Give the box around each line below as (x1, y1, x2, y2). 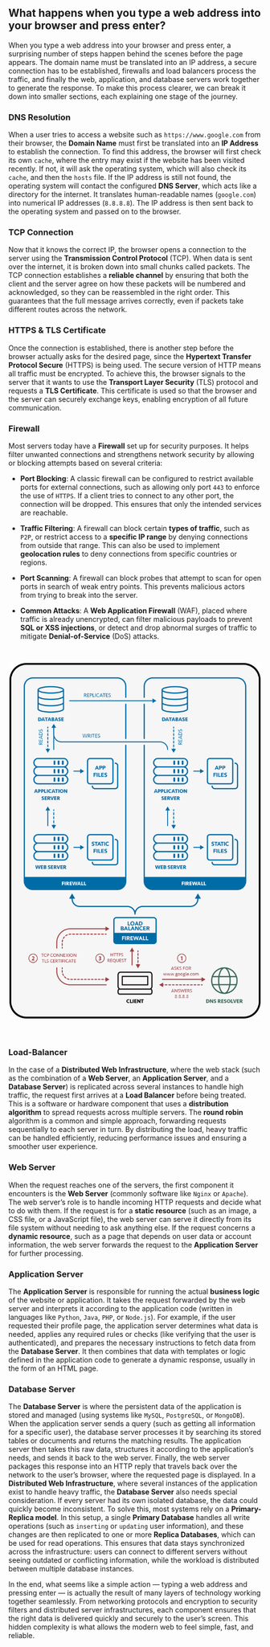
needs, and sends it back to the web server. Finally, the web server (8, 1453, 231, 1463)
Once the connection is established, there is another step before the (8, 343, 235, 353)
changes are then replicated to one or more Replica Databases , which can (8, 1530, 256, 1539)
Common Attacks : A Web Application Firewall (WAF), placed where (19, 606, 247, 615)
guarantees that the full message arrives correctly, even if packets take (8, 296, 244, 306)
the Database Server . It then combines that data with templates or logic (8, 1347, 247, 1356)
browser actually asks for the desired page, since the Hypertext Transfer (8, 351, 252, 361)
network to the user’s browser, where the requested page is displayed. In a (8, 1470, 256, 1480)
